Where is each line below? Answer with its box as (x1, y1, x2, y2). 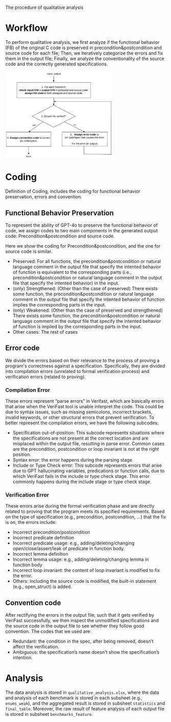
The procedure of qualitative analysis (5, 5, 84, 10)
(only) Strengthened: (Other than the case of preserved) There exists (12, 285, 158, 291)
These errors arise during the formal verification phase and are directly (5, 503, 155, 509)
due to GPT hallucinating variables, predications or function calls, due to (12, 468, 165, 474)
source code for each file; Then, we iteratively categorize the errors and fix (5, 50, 163, 56)
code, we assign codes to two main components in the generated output (5, 227, 158, 233)
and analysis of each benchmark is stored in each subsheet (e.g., (5, 695, 143, 701)
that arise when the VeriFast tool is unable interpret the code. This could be (5, 404, 164, 410)
